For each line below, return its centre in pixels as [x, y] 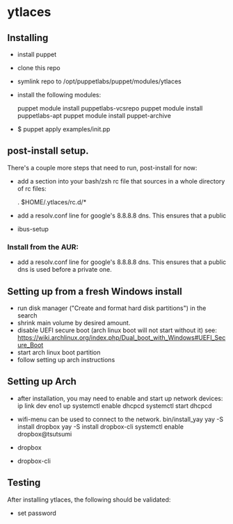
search [27, 315]
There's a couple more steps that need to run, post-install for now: [102, 167]
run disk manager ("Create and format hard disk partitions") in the [112, 308]
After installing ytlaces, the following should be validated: [89, 499]
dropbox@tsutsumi [45, 434]
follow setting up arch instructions [66, 359]
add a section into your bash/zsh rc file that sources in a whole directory [121, 181]
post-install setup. [48, 151]
